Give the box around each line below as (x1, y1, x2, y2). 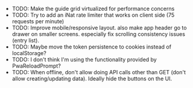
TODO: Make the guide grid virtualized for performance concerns (11, 5, 175, 12)
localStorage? (11, 50, 46, 56)
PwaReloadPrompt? (11, 62, 62, 69)
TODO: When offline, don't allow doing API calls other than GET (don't (11, 69, 186, 75)
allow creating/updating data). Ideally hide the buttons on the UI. (11, 75, 172, 82)
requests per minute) (11, 18, 65, 25)
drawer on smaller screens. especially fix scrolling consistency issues (11, 31, 186, 38)
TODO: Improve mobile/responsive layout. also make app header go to (11, 24, 187, 31)
